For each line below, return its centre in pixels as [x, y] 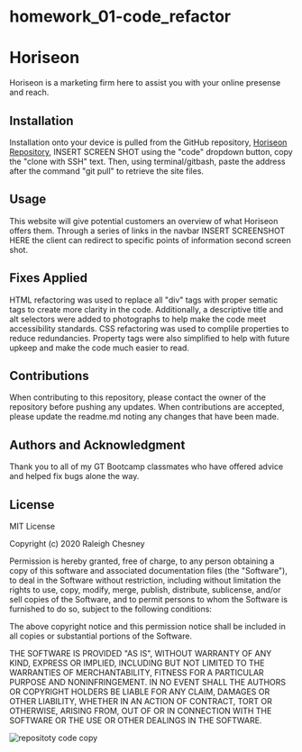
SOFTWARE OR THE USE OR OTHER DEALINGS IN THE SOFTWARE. [136, 720]
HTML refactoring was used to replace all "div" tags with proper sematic [144, 300]
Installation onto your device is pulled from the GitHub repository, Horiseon [148, 142]
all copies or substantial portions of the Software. [101, 636]
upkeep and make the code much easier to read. [99, 348]
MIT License [32, 526]
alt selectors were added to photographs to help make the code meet [138, 319]
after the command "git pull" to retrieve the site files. [107, 171]
